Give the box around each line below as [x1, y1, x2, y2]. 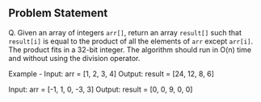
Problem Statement [8, 6, 108, 20]
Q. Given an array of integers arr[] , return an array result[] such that [8, 27, 242, 37]
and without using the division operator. [8, 53, 141, 63]
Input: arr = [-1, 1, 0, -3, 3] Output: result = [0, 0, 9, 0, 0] [8, 84, 193, 94]
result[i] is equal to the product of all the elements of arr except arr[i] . [8, 36, 254, 46]
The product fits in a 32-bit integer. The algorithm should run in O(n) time [8, 44, 252, 55]
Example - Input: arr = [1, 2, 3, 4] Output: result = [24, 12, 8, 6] [8, 68, 214, 79]
